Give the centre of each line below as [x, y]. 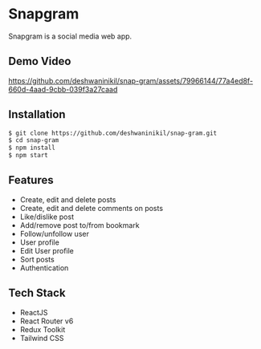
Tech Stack [37, 293]
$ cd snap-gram [34, 140]
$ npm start [28, 156]
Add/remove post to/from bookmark [80, 225]
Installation [37, 114]
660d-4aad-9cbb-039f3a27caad [63, 89]
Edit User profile [47, 250]
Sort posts [37, 259]
